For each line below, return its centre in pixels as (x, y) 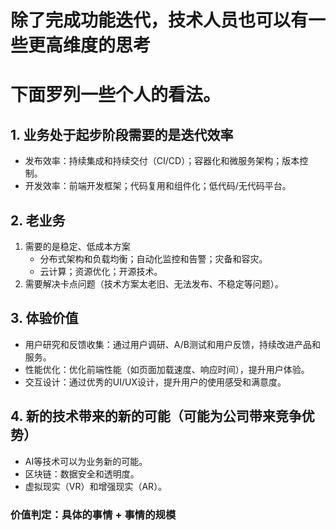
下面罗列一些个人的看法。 (116, 95)
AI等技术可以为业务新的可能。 (86, 461)
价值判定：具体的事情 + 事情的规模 (93, 514)
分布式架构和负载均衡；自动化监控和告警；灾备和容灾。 (153, 259)
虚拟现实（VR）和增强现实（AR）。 (96, 486)
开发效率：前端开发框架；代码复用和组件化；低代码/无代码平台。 (158, 186)
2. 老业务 (38, 220)
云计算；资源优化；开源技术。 (101, 271)
